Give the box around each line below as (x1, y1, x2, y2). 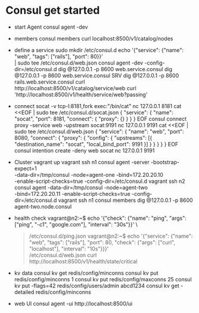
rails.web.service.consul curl (14, 78, 85, 85)
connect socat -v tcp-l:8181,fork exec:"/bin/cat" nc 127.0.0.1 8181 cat (14, 102, 182, 109)
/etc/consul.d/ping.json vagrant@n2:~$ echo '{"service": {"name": (29, 232, 193, 240)
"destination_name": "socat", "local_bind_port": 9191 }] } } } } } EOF (14, 140, 179, 148)
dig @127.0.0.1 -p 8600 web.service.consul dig (58, 65, 172, 72)
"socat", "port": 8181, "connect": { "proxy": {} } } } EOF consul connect (14, 115, 187, 122)
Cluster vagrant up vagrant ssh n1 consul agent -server (14, 158, 150, 165)
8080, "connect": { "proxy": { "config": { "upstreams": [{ (14, 134, 153, 141)
